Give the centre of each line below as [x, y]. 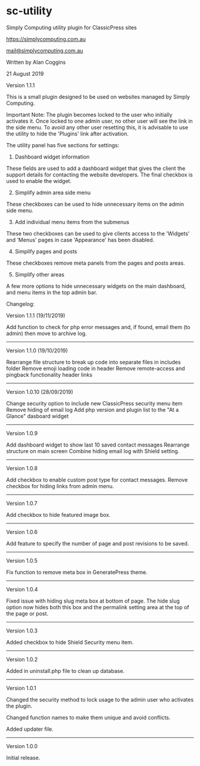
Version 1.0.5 [22, 560]
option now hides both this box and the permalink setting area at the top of [98, 607]
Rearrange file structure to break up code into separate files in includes [93, 362]
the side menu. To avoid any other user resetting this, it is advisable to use [97, 127]
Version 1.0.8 [22, 468]
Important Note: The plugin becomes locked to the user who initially [89, 114]
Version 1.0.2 [22, 659]
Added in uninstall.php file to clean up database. [65, 671]
